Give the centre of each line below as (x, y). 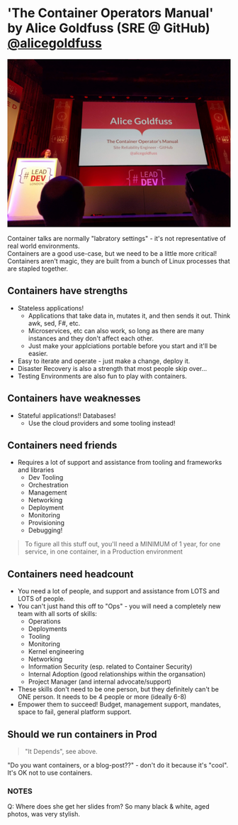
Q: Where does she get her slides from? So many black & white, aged (108, 807)
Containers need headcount (70, 574)
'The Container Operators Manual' (110, 13)
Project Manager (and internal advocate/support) (100, 682)
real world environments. (44, 246)
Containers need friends (62, 445)
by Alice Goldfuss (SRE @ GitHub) (109, 28)
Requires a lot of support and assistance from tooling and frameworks (120, 463)
